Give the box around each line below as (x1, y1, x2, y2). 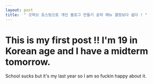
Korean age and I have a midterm (5, 45, 148, 57)
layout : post (5, 7, 33, 13)
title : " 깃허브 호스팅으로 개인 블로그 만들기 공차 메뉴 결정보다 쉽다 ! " (5, 12, 147, 17)
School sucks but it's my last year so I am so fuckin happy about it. (5, 73, 147, 79)
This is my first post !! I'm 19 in (5, 34, 138, 46)
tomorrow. (5, 56, 51, 68)
